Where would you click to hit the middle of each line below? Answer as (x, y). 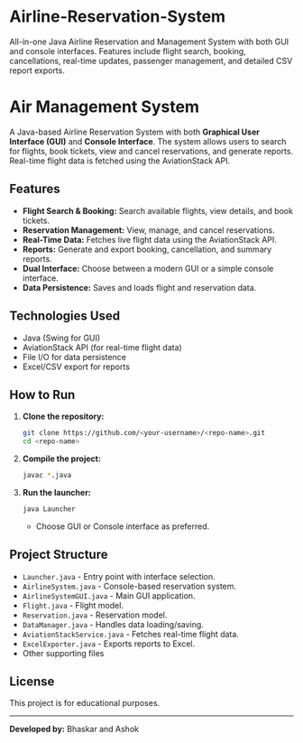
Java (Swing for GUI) (61, 338)
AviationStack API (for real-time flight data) (102, 347)
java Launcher (49, 509)
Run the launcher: (57, 492)
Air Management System (105, 107)
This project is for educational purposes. (85, 703)
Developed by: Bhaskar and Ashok (74, 729)
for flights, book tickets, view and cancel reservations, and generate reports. (151, 151)
